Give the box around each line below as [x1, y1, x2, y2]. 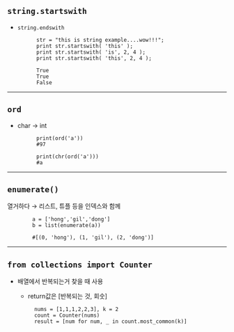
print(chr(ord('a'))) [36, 153, 99, 160]
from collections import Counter [7, 260, 153, 269]
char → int [17, 121, 47, 129]
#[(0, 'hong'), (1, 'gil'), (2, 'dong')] [32, 234, 155, 242]
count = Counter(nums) [33, 312, 100, 319]
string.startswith [7, 6, 87, 17]
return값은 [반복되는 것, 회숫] [27, 292, 108, 301]
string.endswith [17, 24, 65, 31]
